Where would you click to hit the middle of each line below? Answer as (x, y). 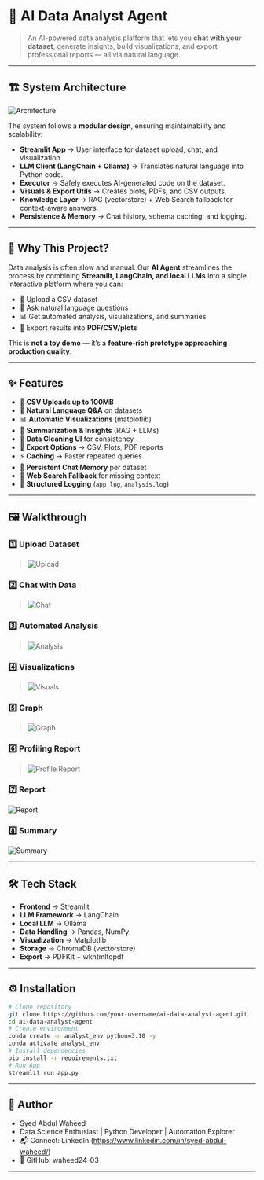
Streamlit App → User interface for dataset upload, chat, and (119, 149)
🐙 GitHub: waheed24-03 (59, 1160)
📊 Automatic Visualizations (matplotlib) (85, 419)
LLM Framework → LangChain (69, 914)
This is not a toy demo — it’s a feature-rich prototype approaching (118, 343)
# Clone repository (40, 1007)
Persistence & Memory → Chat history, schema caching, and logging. (133, 216)
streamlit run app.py (44, 1072)
